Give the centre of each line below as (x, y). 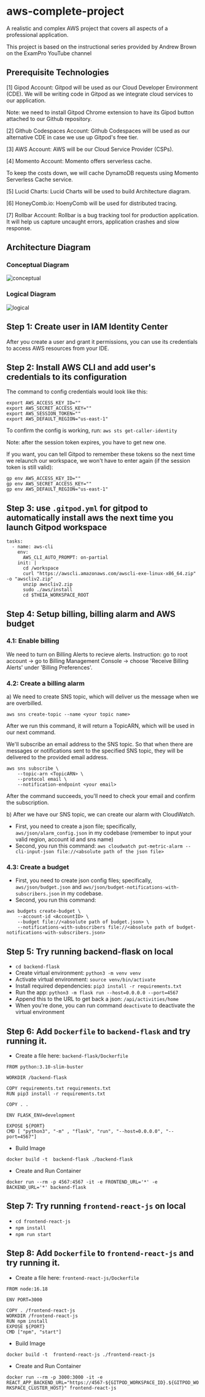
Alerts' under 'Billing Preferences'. (50, 667)
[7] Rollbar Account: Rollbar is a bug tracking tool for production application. (103, 215)
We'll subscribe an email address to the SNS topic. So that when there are (100, 745)
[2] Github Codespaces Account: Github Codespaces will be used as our (98, 131)
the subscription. (28, 803)
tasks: (15, 541)
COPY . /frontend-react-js (41, 1310)
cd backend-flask (37, 967)
